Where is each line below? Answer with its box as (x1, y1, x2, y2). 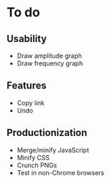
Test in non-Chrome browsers (16, 168, 105, 177)
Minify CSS (16, 153, 50, 162)
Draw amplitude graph (16, 51, 83, 60)
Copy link (16, 98, 45, 107)
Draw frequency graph (16, 59, 83, 68)
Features (6, 80, 47, 92)
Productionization (6, 127, 88, 139)
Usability (6, 33, 47, 45)
